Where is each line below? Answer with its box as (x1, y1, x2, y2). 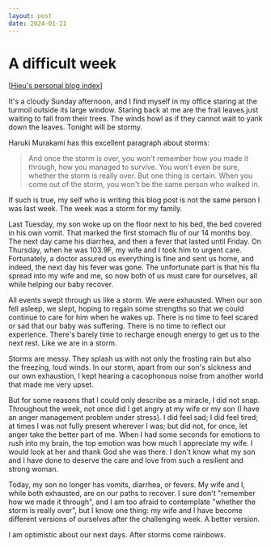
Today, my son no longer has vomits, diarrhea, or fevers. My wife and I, (8, 480, 245, 490)
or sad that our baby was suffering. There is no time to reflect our (8, 321, 227, 331)
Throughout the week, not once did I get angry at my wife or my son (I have (8, 404, 260, 413)
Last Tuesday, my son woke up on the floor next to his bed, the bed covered (8, 219, 262, 229)
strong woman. (8, 464, 59, 474)
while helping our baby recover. (8, 280, 114, 290)
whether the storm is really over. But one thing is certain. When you (28, 171, 253, 180)
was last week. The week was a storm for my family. (8, 204, 183, 214)
